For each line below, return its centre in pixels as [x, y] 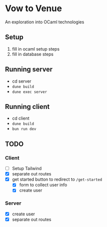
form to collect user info [43, 185]
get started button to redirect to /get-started [57, 179]
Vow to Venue [33, 9]
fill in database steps [33, 54]
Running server [29, 69]
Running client [27, 107]
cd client [21, 118]
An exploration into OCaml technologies [45, 22]
